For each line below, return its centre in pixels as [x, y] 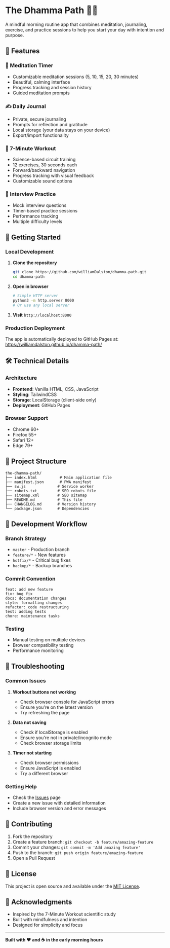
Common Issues [26, 681]
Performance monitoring [38, 650]
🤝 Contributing [29, 824]
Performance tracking [35, 216]
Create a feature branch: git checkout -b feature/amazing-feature [83, 842]
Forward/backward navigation [44, 170]
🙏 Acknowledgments [39, 902]
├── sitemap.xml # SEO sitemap [46, 495]
